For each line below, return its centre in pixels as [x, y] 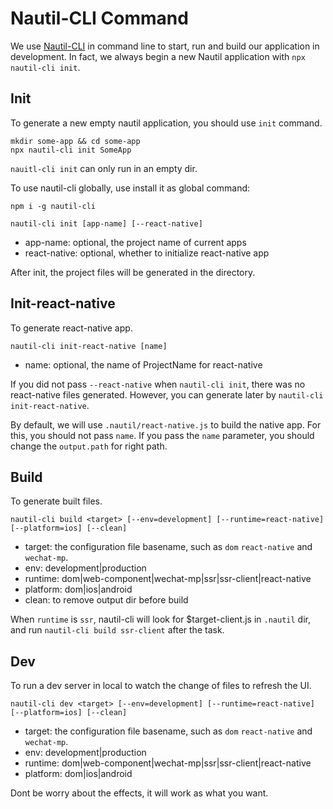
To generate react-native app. [71, 328]
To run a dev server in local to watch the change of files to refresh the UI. [161, 686]
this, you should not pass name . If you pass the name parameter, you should [162, 435]
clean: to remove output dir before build [106, 600]
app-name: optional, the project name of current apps [135, 242]
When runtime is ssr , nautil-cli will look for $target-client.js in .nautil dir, [160, 619]
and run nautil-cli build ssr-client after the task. [117, 630]
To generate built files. [56, 501]
